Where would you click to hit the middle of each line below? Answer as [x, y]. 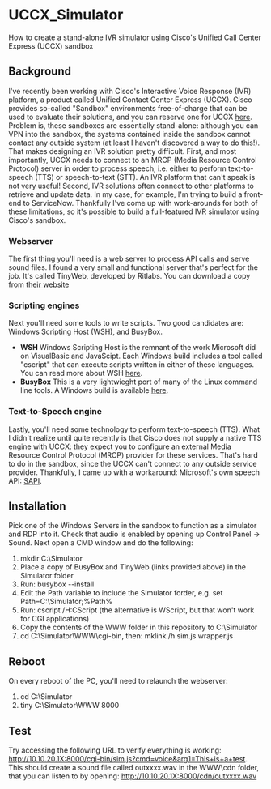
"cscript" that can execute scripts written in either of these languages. [137, 365]
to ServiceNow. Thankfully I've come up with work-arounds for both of [140, 203]
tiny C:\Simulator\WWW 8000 [70, 706]
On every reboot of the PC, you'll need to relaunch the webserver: [118, 681]
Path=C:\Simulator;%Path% [66, 602]
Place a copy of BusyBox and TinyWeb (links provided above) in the [133, 567]
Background [40, 72]
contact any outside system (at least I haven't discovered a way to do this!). [134, 143]
